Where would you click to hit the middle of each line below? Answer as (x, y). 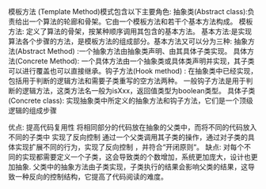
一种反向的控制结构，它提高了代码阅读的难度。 (91, 177)
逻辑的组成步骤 (32, 110)
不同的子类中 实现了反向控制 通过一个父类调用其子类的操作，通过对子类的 (128, 137)
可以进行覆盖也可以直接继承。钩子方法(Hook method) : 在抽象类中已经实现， (133, 71)
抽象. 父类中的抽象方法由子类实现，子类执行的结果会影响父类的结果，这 (131, 167)
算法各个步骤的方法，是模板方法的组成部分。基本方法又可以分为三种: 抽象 (128, 41)
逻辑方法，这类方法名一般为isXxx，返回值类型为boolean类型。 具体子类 (139, 91)
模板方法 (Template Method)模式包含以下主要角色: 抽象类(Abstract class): (128, 11)
